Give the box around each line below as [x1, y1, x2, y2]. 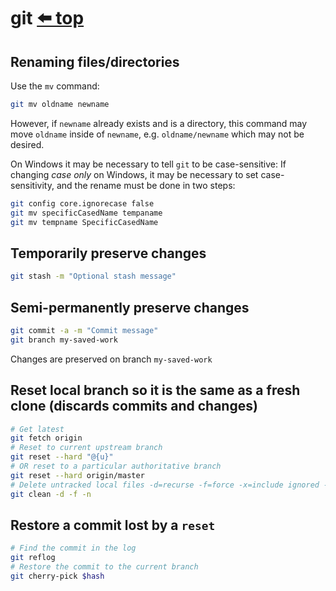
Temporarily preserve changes [10, 245, 207, 262]
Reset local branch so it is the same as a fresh [10, 382, 301, 399]
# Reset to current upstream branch [10, 443, 163, 453]
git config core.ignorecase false [10, 198, 155, 209]
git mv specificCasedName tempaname [10, 208, 163, 218]
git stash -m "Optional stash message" [10, 271, 177, 282]
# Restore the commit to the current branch [10, 562, 199, 572]
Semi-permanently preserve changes [10, 299, 250, 316]
